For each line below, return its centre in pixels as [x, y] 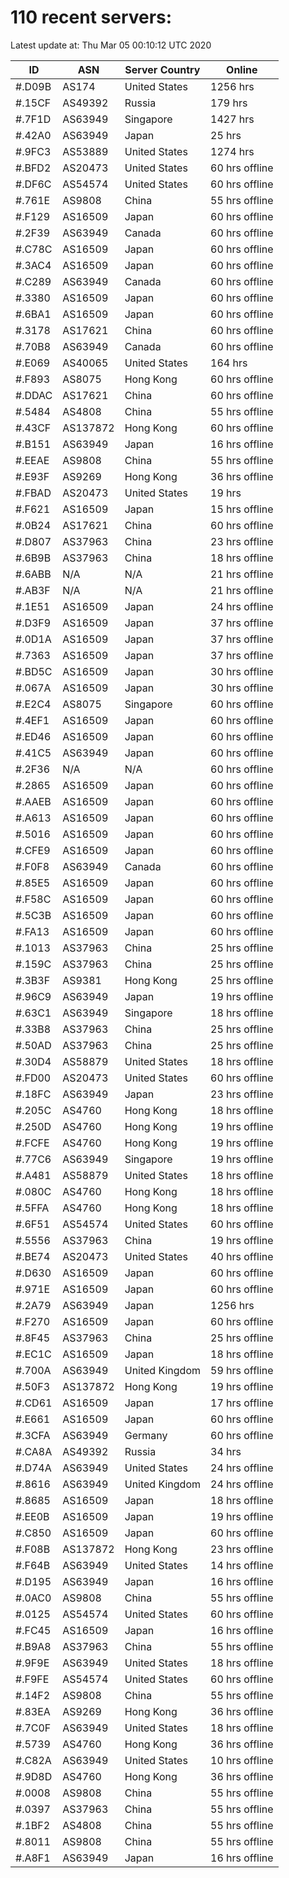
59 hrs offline [242, 1370]
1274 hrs [232, 151]
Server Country [162, 69]
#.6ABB [33, 574]
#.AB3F [33, 590]
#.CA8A [34, 1451]
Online [242, 69]
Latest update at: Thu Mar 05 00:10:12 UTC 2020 [111, 45]
